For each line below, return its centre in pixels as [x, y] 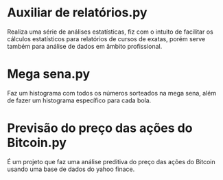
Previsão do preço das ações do [100, 128]
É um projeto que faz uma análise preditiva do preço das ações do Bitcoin [111, 161]
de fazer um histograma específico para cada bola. [79, 100]
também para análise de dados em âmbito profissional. [85, 46]
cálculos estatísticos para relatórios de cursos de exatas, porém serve [106, 38]
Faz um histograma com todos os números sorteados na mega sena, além [112, 93]
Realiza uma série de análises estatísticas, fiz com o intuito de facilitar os [110, 32]
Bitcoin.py [37, 143]
